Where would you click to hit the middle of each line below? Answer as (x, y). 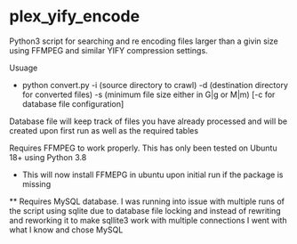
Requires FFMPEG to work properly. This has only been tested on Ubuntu (143, 148)
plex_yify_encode (75, 16)
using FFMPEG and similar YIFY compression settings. (108, 50)
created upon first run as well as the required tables (104, 130)
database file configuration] (73, 103)
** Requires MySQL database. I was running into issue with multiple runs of (147, 201)
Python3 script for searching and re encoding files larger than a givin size (144, 41)
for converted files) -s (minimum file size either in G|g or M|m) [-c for (148, 94)
